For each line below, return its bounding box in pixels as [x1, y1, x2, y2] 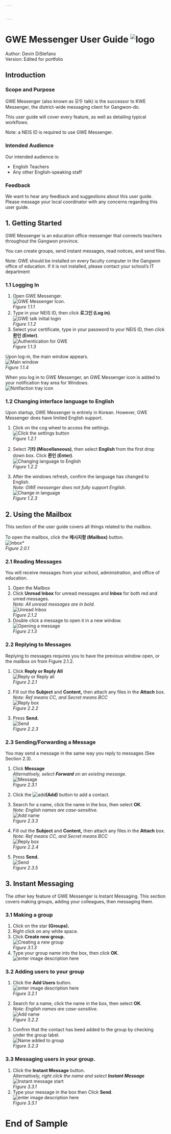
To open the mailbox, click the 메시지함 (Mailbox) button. [5, 534, 124, 540]
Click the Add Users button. [12, 980, 71, 986]
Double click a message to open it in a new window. [12, 617, 121, 623]
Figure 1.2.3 [12, 495, 37, 501]
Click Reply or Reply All [12, 668, 63, 674]
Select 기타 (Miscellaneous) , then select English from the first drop [12, 446, 155, 452]
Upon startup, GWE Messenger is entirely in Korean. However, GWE [5, 409, 148, 416]
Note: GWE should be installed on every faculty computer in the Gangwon [5, 257, 161, 263]
